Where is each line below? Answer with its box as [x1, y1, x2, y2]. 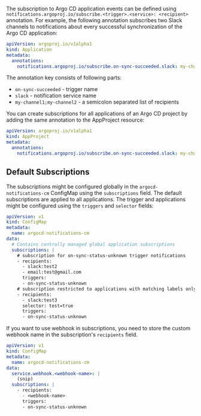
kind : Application [6, 46, 52, 53]
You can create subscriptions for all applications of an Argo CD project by [6, 110, 188, 117]
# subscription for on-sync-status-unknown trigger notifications [17, 252, 186, 258]
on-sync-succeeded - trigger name [14, 86, 98, 93]
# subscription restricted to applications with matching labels [17, 286, 184, 292]
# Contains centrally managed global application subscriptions [11, 241, 175, 248]
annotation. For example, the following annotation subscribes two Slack [6, 17, 182, 23]
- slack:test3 [22, 297, 58, 303]
